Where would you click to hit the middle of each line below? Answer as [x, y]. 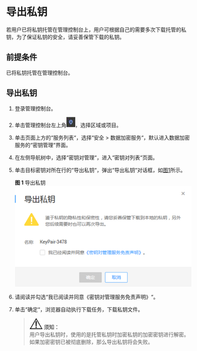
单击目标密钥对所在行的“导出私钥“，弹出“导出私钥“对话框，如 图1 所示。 [100, 170]
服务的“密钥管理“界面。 [43, 145]
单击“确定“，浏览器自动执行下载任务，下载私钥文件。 [79, 310]
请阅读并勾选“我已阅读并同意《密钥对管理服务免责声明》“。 [86, 297]
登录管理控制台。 [35, 108]
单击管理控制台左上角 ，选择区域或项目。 [68, 125]
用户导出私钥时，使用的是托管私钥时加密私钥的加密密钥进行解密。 [109, 334]
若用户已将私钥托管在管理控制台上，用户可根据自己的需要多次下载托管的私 [96, 29]
